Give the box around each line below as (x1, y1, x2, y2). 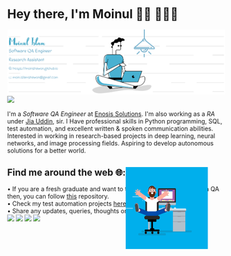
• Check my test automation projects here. (7, 199, 129, 208)
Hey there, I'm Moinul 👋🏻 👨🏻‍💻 (7, 6, 178, 22)
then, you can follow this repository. (7, 192, 109, 200)
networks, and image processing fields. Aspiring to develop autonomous (7, 139, 214, 148)
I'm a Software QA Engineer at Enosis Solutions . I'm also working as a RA (7, 110, 216, 118)
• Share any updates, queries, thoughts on (7, 206, 129, 215)
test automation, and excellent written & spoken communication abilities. (7, 124, 214, 133)
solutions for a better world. (7, 146, 86, 155)
